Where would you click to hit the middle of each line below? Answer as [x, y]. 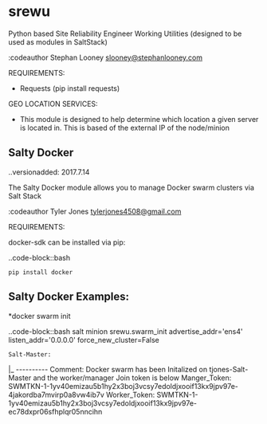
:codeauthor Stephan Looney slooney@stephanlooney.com [106, 57]
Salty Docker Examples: [69, 297]
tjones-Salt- [229, 369]
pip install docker [41, 272]
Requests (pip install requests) [70, 88]
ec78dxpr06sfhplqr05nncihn [55, 411]
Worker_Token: [131, 395]
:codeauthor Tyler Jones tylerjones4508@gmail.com [95, 211]
